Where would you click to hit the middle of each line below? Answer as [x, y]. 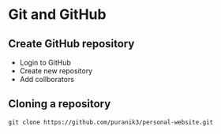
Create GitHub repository [71, 44]
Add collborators [47, 79]
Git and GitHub [57, 15]
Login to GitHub [45, 62]
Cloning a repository [60, 104]
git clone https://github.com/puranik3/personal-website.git [111, 122]
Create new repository [56, 71]
